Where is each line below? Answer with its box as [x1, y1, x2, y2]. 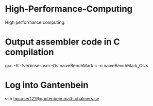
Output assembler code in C [5, 36, 120, 47]
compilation [5, 47, 54, 58]
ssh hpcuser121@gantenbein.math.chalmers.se [5, 95, 100, 101]
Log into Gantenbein [5, 80, 89, 91]
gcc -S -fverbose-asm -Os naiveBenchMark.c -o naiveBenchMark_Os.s [5, 62, 149, 68]
